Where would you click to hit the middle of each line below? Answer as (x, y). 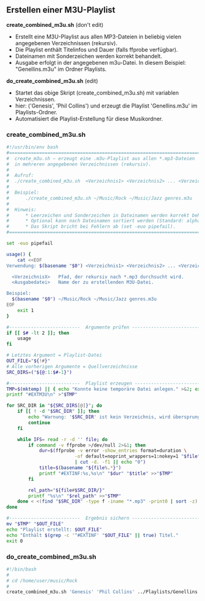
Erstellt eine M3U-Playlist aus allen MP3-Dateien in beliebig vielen (98, 37)
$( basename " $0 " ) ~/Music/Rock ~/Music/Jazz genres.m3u (84, 299)
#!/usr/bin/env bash (33, 147)
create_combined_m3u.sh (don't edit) (55, 24)
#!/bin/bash (21, 569)
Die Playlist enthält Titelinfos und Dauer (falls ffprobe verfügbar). (96, 49)
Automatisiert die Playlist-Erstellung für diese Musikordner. (89, 118)
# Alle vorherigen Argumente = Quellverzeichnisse (72, 366)
